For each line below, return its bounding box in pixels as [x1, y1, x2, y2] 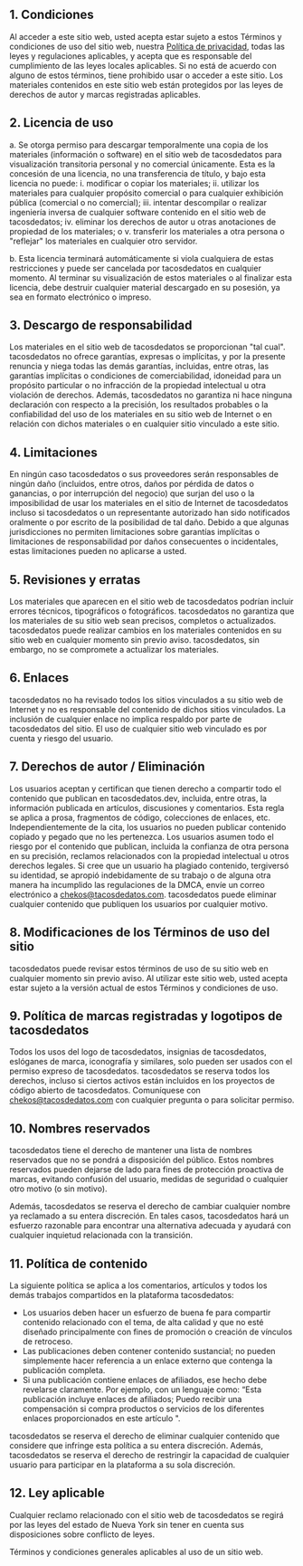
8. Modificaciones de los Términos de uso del [9, 925, 270, 941]
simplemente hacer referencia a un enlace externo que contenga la [22, 1355, 273, 1366]
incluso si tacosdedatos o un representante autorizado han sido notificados [9, 507, 291, 519]
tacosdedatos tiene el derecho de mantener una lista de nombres [9, 1145, 253, 1156]
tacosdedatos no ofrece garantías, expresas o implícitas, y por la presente [9, 351, 286, 362]
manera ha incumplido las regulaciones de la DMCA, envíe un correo [9, 879, 265, 890]
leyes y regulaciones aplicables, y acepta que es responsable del [9, 50, 252, 62]
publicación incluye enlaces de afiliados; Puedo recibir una [22, 1393, 242, 1404]
